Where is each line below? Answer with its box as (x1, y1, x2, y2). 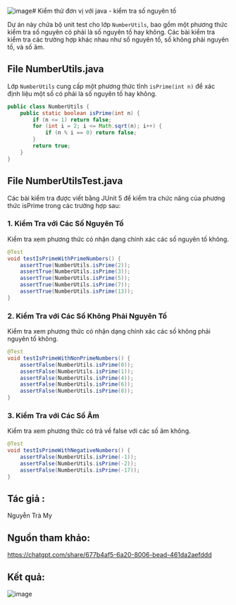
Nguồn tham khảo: (7, 532, 90, 544)
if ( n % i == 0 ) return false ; (44, 129, 137, 137)
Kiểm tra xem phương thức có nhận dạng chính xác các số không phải (7, 327, 211, 336)
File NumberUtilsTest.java (7, 175, 123, 187)
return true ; (32, 142, 71, 149)
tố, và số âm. (7, 43, 45, 51)
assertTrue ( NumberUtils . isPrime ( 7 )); (20, 281, 131, 288)
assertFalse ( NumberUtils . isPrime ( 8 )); (20, 388, 134, 395)
